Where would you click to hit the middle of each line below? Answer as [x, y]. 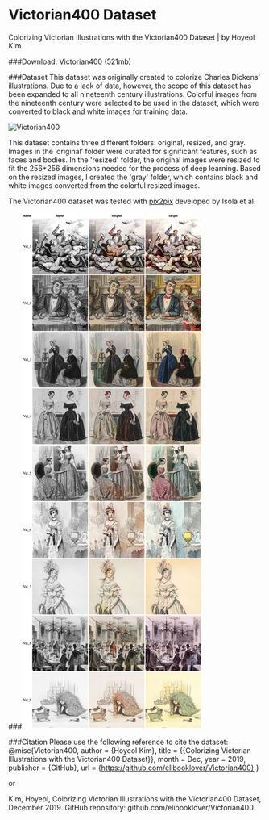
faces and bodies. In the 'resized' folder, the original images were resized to [134, 160]
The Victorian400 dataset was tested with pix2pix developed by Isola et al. [132, 201]
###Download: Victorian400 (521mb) [70, 61]
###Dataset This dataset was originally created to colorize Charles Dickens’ [134, 77]
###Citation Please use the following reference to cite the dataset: [118, 742]
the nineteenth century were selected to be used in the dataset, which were [134, 102]
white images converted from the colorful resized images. [104, 185]
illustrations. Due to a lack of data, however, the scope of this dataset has [130, 86]
